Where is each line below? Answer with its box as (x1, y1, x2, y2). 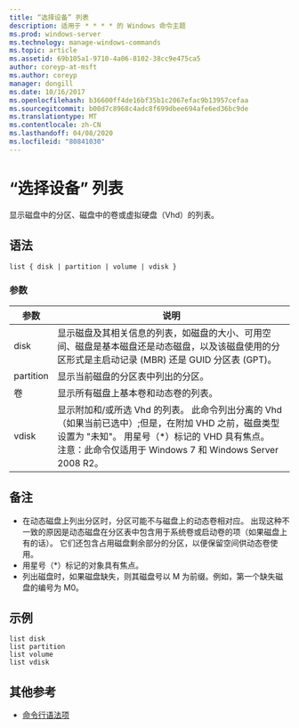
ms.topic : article (9, 46, 77, 55)
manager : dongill (9, 79, 74, 88)
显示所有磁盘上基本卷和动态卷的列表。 (57, 386, 218, 399)
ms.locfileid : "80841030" (9, 137, 105, 146)
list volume (9, 651, 53, 659)
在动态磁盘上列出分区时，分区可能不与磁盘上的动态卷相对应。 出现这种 (21, 515, 282, 526)
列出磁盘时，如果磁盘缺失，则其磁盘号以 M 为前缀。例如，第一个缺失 (21, 570, 276, 581)
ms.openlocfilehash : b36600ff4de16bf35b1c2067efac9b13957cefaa (9, 95, 249, 105)
